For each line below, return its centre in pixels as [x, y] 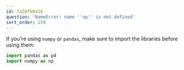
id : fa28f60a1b [25, 11]
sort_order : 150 [26, 22]
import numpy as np [30, 61]
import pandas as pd [31, 56]
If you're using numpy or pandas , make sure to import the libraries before [92, 39]
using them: [21, 45]
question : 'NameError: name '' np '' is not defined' [71, 17]
